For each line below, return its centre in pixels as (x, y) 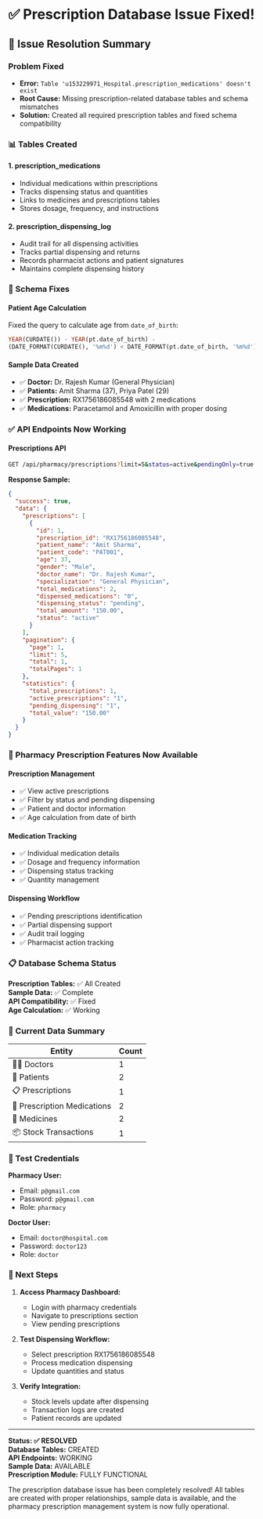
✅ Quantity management (59, 880)
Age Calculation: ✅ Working (54, 1010)
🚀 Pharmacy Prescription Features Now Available (103, 755)
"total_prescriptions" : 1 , (73, 691)
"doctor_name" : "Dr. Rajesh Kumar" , (96, 574)
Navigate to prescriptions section (85, 1315)
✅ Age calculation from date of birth (78, 818)
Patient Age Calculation (47, 308)
